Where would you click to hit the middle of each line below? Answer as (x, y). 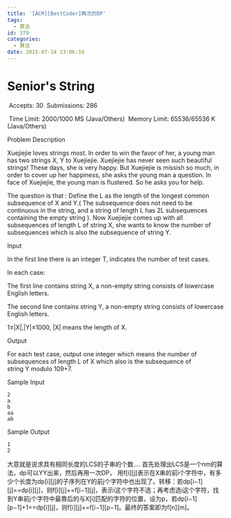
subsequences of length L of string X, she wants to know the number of (109, 224)
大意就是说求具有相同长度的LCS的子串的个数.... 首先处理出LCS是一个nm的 (112, 464)
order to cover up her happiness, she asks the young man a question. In (109, 175)
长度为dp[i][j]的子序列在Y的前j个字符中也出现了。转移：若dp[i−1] (111, 481)
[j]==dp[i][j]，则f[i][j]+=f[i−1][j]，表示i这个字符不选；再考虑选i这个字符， (110, 490)
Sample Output (29, 432)
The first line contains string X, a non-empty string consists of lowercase (111, 286)
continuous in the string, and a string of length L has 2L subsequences (108, 210)
